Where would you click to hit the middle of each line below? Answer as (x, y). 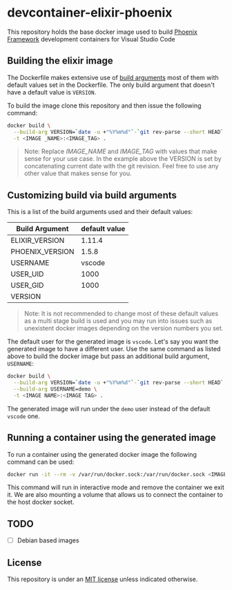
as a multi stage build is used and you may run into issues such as (118, 321)
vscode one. (23, 416)
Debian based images (48, 540)
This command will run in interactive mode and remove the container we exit (116, 487)
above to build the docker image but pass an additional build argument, (108, 356)
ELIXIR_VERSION (38, 241)
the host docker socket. (41, 502)
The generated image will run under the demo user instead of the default (109, 409)
